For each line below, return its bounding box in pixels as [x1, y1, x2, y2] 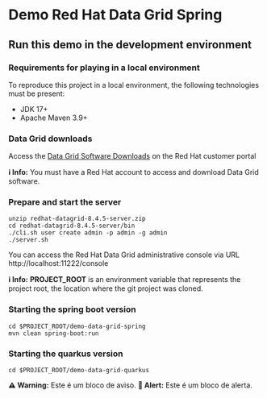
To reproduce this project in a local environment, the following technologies [8, 80, 260, 89]
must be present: [8, 89, 65, 98]
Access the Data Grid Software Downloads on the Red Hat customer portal [8, 151, 257, 161]
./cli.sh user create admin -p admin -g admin [8, 229, 168, 237]
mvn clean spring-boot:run [8, 329, 99, 338]
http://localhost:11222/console [8, 259, 109, 268]
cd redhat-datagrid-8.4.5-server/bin [8, 222, 136, 230]
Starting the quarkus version [8, 348, 123, 359]
